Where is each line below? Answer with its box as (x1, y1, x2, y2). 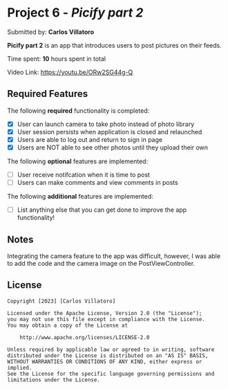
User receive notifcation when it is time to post (17, 171, 151, 179)
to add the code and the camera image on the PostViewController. (7, 260, 196, 267)
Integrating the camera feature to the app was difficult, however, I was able (7, 252, 221, 260)
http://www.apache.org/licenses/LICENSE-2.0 (19, 334, 150, 341)
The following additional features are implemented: (7, 192, 153, 201)
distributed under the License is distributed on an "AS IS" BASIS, (7, 352, 209, 359)
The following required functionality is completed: (7, 106, 150, 115)
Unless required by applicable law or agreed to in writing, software (7, 346, 215, 353)
